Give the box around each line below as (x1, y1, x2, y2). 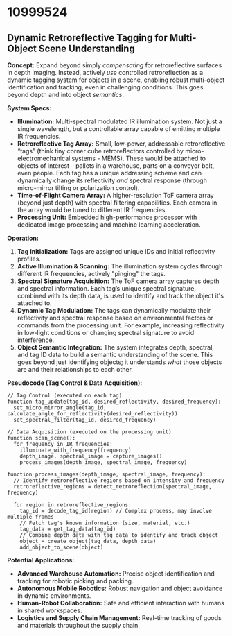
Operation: (7, 234, 39, 242)
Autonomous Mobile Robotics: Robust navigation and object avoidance (17, 584, 223, 592)
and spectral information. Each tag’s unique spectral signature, (17, 284, 196, 292)
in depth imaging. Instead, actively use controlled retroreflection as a (7, 69, 204, 76)
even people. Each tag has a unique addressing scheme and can (17, 169, 202, 177)
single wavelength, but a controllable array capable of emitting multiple (17, 125, 220, 132)
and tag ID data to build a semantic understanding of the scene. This (17, 351, 213, 359)
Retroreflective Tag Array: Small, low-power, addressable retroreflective (17, 139, 226, 148)
